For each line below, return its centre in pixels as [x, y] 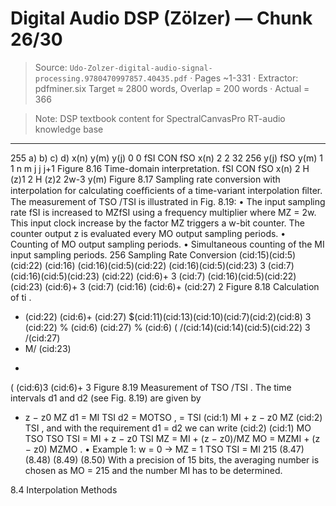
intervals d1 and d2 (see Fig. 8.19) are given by [106, 398]
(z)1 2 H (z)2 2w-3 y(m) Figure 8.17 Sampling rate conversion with [145, 179]
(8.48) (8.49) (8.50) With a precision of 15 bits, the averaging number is [172, 459]
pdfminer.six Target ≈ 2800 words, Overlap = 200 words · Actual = [172, 88]
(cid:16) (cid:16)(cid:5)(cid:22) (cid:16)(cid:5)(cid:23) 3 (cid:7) [169, 265]
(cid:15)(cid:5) [267, 254]
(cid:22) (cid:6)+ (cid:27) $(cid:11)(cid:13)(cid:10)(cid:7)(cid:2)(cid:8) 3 [168, 316]
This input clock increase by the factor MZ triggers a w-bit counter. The [158, 223]
